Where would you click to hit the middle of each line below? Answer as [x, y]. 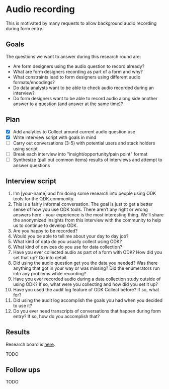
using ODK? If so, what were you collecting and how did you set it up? [85, 284]
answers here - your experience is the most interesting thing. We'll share [88, 214]
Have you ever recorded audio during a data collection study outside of [87, 279]
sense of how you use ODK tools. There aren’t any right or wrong [80, 209]
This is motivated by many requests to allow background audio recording [81, 23]
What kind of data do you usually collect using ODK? [67, 241]
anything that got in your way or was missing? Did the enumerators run [87, 268]
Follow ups [23, 370]
